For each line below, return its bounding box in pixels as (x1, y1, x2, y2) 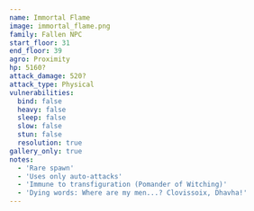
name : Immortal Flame (9, 13, 91, 22)
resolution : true (17, 138, 83, 147)
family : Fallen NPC (9, 30, 83, 39)
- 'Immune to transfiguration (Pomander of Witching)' (17, 180, 228, 189)
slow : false (17, 122, 63, 131)
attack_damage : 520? (9, 72, 87, 81)
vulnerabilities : (9, 88, 75, 97)
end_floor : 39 (9, 47, 63, 56)
